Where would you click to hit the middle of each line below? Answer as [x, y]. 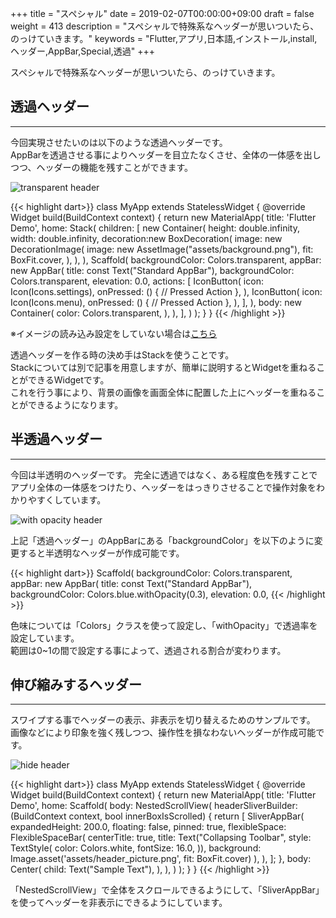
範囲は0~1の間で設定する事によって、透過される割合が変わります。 [148, 650]
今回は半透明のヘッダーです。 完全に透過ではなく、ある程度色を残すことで [164, 474]
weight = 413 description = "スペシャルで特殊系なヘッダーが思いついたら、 [165, 26]
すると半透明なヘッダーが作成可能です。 [101, 553]
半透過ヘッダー [56, 439]
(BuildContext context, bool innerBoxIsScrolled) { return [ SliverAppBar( [157, 816]
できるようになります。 [75, 404]
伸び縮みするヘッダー [76, 685]
